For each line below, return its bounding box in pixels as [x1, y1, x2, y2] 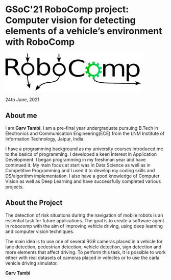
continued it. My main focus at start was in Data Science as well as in [5, 162, 151, 168]
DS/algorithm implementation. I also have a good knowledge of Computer [5, 173, 160, 179]
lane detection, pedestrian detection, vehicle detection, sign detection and [5, 244, 162, 250]
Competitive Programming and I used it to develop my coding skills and [5, 167, 155, 173]
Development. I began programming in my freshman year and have [5, 156, 146, 162]
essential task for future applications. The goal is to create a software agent [5, 217, 164, 223]
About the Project [5, 198, 63, 207]
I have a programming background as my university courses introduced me [5, 146, 163, 152]
